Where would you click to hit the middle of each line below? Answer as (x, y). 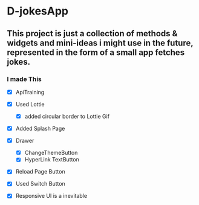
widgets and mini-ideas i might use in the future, (100, 43)
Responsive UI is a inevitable (51, 196)
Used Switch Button (40, 184)
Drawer (25, 141)
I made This (24, 79)
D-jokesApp (38, 11)
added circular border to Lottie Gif (67, 116)
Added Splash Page (40, 129)
